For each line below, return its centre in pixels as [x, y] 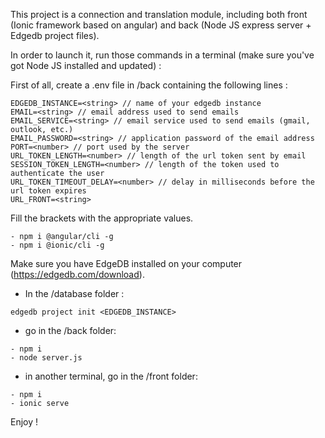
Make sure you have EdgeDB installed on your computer [126, 263]
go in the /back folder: [70, 330]
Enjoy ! [24, 422]
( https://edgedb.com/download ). [77, 274]
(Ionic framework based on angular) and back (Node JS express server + [161, 25]
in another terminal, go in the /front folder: [111, 376]
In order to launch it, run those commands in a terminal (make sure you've [162, 55]
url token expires [48, 191]
